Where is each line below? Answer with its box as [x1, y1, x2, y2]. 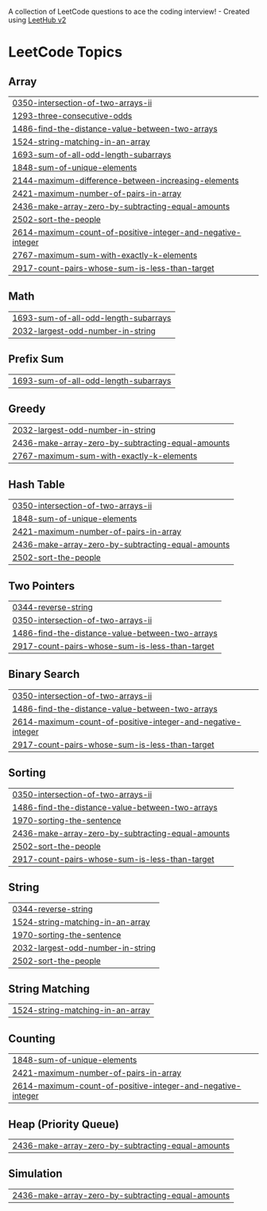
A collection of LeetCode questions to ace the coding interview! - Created [8, 7, 250, 16]
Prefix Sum [8, 352, 64, 366]
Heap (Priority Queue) [8, 1117, 119, 1131]
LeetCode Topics [8, 43, 123, 61]
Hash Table [8, 477, 65, 491]
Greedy [8, 402, 46, 416]
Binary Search [8, 668, 80, 681]
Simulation [8, 1167, 63, 1181]
